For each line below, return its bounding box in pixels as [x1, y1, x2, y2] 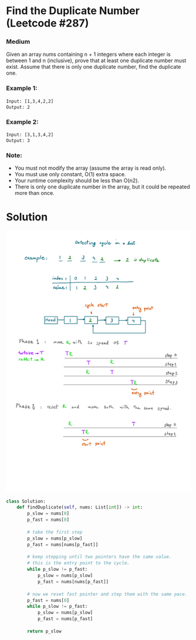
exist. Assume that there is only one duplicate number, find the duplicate [6, 63, 181, 70]
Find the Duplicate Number [6, 4, 140, 18]
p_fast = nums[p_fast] [37, 616, 93, 622]
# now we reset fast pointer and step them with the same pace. [27, 591, 188, 597]
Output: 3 [6, 138, 31, 144]
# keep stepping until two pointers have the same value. [27, 554, 172, 560]
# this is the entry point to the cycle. [27, 560, 130, 566]
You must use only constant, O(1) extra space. [14, 171, 126, 178]
